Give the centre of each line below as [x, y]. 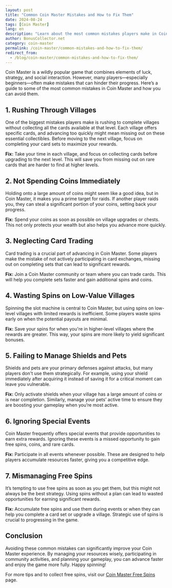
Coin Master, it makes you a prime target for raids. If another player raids [82, 199]
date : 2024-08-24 [24, 19]
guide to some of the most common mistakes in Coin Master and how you [83, 89]
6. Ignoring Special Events [48, 421]
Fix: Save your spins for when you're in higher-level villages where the [80, 329]
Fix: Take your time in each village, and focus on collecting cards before [81, 154]
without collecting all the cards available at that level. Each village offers [81, 128]
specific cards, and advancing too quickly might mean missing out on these [85, 133]
